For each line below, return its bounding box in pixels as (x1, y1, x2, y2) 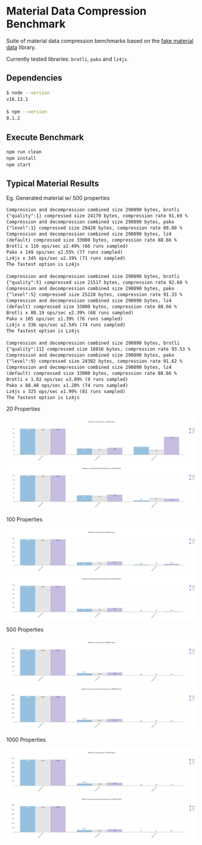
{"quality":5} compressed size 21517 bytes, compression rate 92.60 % (6, 280, 188, 286)
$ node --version (6, 90, 50, 96)
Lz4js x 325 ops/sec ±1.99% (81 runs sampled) (6, 389, 126, 395)
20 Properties (6, 405, 41, 413)
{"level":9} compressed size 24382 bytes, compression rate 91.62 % (6, 359, 183, 365)
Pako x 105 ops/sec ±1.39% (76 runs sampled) (6, 316, 123, 322)
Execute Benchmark (6, 132, 84, 142)
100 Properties (6, 515, 43, 523)
